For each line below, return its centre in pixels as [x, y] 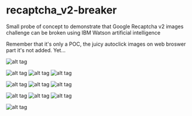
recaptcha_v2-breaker [61, 10]
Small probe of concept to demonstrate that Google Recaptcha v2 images [95, 26]
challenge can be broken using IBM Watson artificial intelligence [83, 32]
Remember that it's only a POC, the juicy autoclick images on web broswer [96, 44]
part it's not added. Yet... [36, 50]
